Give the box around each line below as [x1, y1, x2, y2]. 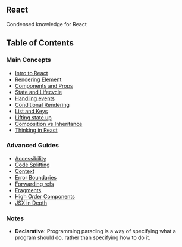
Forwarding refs [14, 180, 54, 187]
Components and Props [14, 82, 73, 89]
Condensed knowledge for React [6, 20, 87, 27]
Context [14, 167, 34, 175]
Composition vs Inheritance [14, 120, 83, 127]
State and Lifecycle [14, 88, 62, 95]
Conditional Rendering [14, 101, 70, 108]
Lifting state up [14, 113, 52, 121]
